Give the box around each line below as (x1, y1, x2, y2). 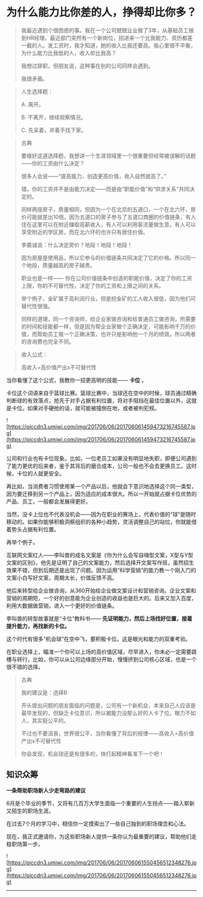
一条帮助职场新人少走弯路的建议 (6, 786, 86, 794)
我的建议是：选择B (21, 688, 68, 696)
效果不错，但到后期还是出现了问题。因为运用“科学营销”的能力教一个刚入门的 (6, 566, 196, 574)
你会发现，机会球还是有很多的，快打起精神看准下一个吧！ (21, 750, 164, 757)
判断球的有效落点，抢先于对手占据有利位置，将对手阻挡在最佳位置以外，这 (6, 397, 192, 404)
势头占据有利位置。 (11, 525, 59, 533)
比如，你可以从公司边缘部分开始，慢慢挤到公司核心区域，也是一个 (32, 655, 197, 662)
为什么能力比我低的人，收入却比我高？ (21, 49, 117, 56)
